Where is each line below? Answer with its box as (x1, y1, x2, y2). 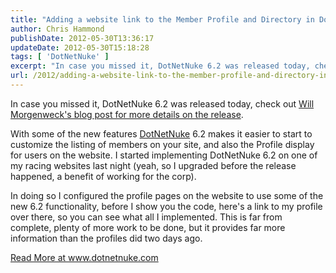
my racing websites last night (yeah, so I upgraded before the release (10, 159, 297, 171)
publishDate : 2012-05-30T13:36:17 (10, 33, 155, 43)
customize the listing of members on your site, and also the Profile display (10, 138, 315, 150)
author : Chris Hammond (10, 24, 105, 34)
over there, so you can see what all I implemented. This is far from (10, 211, 283, 223)
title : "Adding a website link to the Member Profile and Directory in (10, 14, 315, 25)
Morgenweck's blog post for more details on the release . (10, 108, 244, 120)
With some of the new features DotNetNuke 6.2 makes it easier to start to (10, 127, 313, 140)
